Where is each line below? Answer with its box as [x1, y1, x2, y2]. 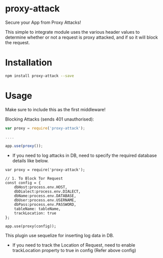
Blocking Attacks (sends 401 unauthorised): [5, 116, 94, 122]
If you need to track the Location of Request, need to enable [12, 242, 135, 248]
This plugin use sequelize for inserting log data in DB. [5, 233, 114, 239]
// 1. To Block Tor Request [5, 176, 63, 181]
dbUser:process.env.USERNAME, [14, 198, 77, 203]
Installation [5, 57, 53, 68]
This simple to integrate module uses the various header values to [5, 29, 140, 35]
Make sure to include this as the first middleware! [5, 106, 106, 112]
